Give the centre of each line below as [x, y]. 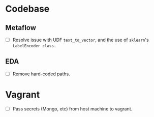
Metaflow [21, 28]
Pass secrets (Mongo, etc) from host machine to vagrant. [72, 109]
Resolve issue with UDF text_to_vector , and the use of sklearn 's [81, 40]
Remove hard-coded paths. [41, 74]
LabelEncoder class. [34, 46]
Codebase [27, 9]
